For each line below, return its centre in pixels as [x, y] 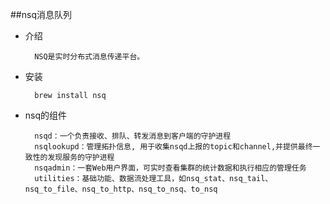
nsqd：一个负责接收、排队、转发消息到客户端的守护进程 [133, 136]
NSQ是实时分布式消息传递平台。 [89, 57]
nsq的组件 [46, 115]
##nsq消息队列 [41, 14]
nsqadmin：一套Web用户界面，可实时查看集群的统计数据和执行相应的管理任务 [170, 168]
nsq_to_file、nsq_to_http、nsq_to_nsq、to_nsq [121, 189]
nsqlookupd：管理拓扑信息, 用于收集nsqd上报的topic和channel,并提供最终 [173, 147]
